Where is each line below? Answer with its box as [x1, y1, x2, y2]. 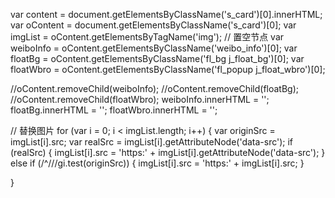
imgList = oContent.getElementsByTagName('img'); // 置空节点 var [10, 31, 285, 43]
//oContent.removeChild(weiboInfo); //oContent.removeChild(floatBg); [10, 83, 300, 94]
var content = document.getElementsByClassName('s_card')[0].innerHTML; [10, 9, 323, 20]
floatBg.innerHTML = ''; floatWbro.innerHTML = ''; [10, 104, 218, 116]
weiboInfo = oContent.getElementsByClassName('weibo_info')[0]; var [10, 42, 298, 54]
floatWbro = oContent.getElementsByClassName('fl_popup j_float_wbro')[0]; [10, 64, 326, 75]
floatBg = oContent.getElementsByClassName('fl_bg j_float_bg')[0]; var [10, 53, 305, 64]
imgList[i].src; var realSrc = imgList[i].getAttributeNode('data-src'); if [10, 136, 294, 148]
